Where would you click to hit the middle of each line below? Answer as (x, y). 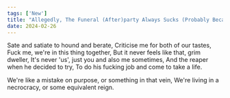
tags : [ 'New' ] (27, 13)
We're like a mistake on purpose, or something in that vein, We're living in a (113, 80)
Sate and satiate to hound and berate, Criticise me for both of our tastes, (109, 46)
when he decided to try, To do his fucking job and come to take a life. (105, 67)
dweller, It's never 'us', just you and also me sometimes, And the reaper (108, 60)
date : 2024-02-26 (32, 26)
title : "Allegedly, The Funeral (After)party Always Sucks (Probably (108, 20)
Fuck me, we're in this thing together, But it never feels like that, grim (104, 52)
